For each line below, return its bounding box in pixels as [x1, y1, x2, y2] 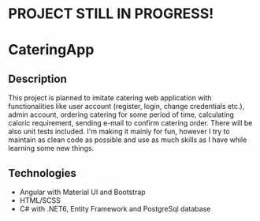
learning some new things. [8, 144, 95, 153]
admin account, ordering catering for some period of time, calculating [8, 110, 235, 119]
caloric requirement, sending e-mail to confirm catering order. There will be [8, 118, 253, 128]
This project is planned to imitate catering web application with [8, 93, 212, 103]
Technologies [8, 167, 77, 180]
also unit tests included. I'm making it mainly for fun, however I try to [8, 127, 230, 137]
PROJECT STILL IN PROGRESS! [8, 5, 214, 23]
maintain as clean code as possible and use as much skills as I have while [8, 135, 247, 144]
